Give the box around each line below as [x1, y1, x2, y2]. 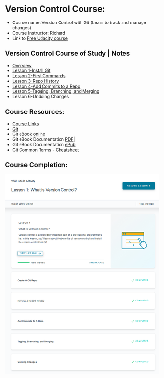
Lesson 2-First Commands [12, 72, 66, 79]
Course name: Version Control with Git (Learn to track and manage [12, 20, 146, 25]
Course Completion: [5, 160, 68, 169]
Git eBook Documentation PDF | [12, 136, 75, 142]
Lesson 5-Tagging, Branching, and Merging [12, 88, 100, 94]
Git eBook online [12, 131, 45, 137]
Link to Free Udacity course [12, 35, 68, 41]
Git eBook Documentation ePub [12, 141, 76, 147]
